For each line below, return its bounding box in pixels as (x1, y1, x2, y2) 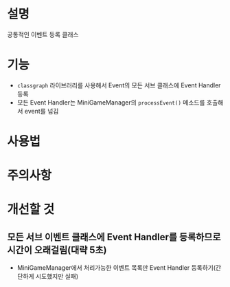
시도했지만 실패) (35, 273, 79, 281)
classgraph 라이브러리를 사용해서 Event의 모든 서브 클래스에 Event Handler (16, 81, 221, 89)
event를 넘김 (24, 107, 59, 115)
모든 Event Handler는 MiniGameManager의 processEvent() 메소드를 (16, 98, 205, 107)
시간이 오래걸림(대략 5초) (7, 244, 108, 255)
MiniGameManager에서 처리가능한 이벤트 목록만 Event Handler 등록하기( (16, 264, 216, 272)
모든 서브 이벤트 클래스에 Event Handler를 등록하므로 (7, 231, 221, 243)
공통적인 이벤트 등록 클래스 (7, 30, 79, 39)
